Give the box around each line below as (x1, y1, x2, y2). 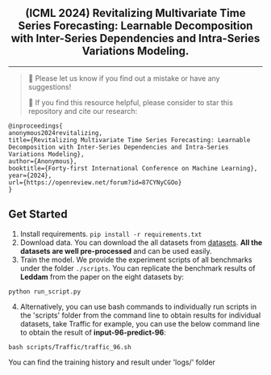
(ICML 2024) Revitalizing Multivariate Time (25, 6, 246, 20)
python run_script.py (8, 287, 81, 296)
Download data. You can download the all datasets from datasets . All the (19, 238, 263, 247)
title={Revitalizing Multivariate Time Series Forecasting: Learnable (8, 136, 251, 144)
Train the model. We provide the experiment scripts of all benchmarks (19, 255, 252, 264)
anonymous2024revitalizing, (8, 129, 103, 137)
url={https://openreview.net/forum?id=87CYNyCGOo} (8, 178, 182, 187)
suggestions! (27, 82, 72, 91)
